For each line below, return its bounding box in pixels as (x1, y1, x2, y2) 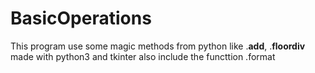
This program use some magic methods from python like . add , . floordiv (10, 40, 306, 52)
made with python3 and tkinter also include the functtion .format (10, 50, 276, 62)
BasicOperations (10, 7, 152, 30)
